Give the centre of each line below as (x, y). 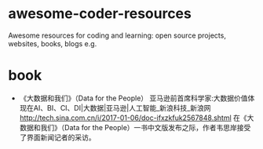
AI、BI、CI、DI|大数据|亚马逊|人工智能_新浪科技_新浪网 (122, 107)
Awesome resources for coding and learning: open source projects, (117, 35)
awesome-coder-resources (100, 14)
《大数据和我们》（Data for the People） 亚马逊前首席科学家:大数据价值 (134, 98)
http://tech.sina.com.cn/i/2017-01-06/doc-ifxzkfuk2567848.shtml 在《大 (137, 118)
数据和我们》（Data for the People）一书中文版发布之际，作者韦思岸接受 (135, 127)
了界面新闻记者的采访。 (57, 137)
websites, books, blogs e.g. (53, 43)
